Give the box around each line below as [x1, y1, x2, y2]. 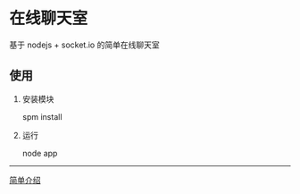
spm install [21, 111, 62, 122]
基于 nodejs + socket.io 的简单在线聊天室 [9, 39, 160, 50]
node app [21, 148, 58, 158]
